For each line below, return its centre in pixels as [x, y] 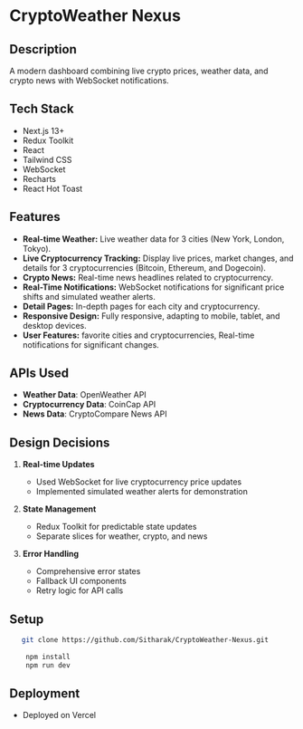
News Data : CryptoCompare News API [95, 414]
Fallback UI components [81, 581]
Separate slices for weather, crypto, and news [122, 536]
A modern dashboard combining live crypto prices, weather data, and [139, 71]
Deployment [45, 693]
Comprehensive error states [88, 571]
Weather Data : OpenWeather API [84, 395]
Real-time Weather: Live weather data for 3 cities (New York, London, [153, 239]
